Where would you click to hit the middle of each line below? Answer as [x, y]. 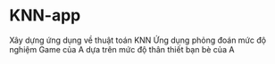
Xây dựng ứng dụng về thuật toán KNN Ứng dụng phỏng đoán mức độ [137, 40]
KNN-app [45, 16]
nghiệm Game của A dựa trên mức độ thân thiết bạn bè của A [122, 49]
